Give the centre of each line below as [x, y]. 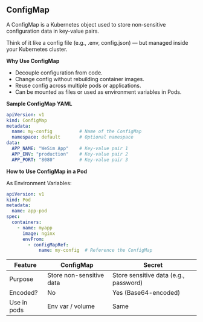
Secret [153, 265]
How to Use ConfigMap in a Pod [47, 171]
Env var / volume [71, 306]
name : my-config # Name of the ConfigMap [77, 132]
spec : [13, 217]
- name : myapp [35, 228]
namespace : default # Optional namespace [73, 137]
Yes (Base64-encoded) [147, 293]
